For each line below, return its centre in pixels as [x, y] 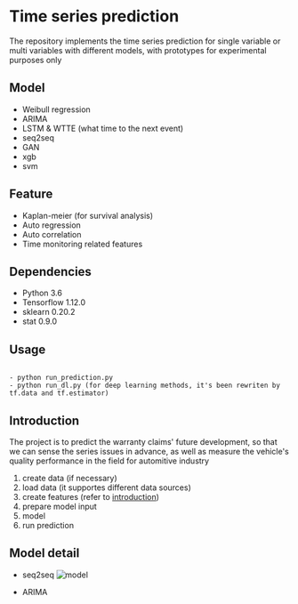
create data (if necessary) [69, 478]
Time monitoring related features [82, 244]
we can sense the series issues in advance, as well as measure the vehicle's [149, 451]
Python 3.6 [42, 293]
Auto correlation [52, 234]
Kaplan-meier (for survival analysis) [88, 215]
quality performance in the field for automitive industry [109, 461]
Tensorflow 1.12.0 [54, 302]
